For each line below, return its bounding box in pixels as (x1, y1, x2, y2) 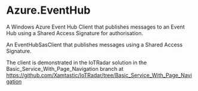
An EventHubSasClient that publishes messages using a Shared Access (6, 41, 183, 48)
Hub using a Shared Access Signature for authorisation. (6, 29, 144, 36)
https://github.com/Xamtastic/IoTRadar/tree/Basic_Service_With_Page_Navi (6, 71, 193, 79)
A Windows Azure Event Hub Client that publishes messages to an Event (6, 23, 185, 30)
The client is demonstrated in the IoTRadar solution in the (6, 59, 147, 66)
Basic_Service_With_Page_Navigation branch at (6, 65, 124, 72)
